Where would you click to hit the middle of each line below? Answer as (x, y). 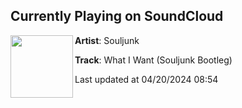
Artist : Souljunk (107, 40)
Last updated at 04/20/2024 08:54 (146, 79)
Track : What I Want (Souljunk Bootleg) (153, 60)
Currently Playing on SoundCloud (117, 16)
